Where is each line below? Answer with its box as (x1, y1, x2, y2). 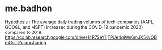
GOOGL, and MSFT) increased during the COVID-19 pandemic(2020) (5, 24, 143, 30)
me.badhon (5, 3, 52, 14)
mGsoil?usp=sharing (5, 39, 47, 45)
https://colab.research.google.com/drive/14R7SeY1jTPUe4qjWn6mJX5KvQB (5, 34, 157, 40)
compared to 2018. (5, 29, 43, 35)
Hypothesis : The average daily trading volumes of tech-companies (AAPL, (5, 19, 155, 25)
